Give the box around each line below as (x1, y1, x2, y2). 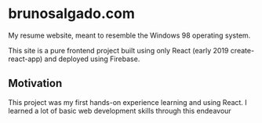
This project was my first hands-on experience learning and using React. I (8, 97, 247, 107)
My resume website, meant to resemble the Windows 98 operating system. (8, 31, 251, 40)
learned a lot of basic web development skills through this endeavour (8, 106, 231, 115)
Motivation (8, 77, 63, 90)
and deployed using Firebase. (44, 54, 140, 63)
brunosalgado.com (8, 5, 135, 23)
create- (230, 45, 255, 55)
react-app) (8, 54, 43, 63)
